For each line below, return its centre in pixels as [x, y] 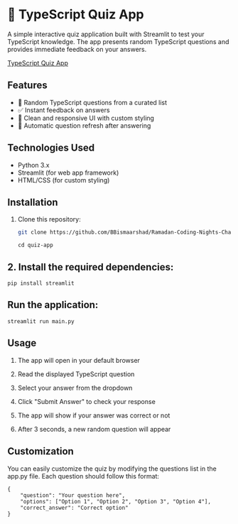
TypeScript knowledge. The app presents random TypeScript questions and [118, 41]
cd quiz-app [35, 245]
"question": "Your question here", [73, 495]
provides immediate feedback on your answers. [77, 49]
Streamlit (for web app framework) [68, 173]
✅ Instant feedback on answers [64, 110]
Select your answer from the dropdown [75, 388]
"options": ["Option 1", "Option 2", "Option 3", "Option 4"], [116, 501]
